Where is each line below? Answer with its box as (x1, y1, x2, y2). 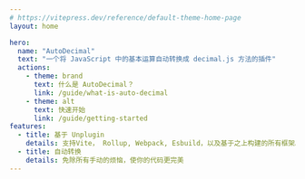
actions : (17, 63, 51, 72)
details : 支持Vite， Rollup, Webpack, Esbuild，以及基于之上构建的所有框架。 (25, 139, 302, 148)
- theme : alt (25, 97, 75, 106)
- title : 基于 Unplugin (17, 130, 105, 140)
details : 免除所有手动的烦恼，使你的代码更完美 (25, 155, 184, 165)
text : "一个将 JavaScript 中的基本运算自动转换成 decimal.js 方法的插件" (17, 55, 277, 64)
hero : (9, 38, 30, 47)
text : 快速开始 (33, 105, 86, 114)
